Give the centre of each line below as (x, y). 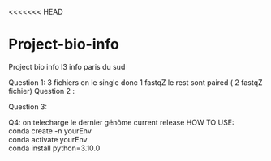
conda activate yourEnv (48, 139)
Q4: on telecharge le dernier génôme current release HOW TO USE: (121, 122)
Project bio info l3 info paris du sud (67, 66)
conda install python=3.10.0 (54, 148)
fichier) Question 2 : (42, 91)
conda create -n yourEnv (50, 131)
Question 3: (28, 106)
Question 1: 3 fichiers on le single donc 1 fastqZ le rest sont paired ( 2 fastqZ (135, 82)
